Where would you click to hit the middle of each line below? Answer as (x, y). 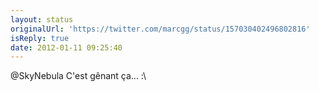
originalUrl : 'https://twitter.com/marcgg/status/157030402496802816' (160, 29)
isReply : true (40, 38)
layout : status (42, 19)
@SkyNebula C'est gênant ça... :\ (78, 76)
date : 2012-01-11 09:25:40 (66, 47)
